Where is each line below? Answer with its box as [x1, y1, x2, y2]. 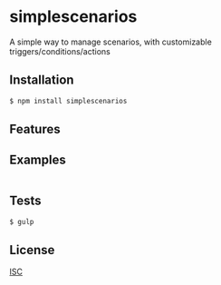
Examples [9, 152, 66, 168]
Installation [9, 73, 74, 88]
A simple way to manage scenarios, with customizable [9, 36, 213, 47]
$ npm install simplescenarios [9, 96, 128, 105]
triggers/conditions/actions [9, 45, 111, 56]
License [9, 242, 55, 258]
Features [9, 122, 61, 137]
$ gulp [9, 217, 34, 226]
